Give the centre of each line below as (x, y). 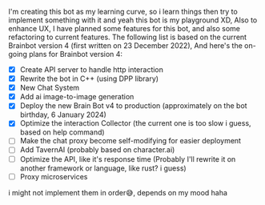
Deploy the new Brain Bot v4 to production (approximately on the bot (133, 106)
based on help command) (62, 132)
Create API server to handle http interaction (92, 70)
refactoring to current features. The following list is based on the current (127, 37)
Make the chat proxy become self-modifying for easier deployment (130, 141)
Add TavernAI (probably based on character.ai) (97, 150)
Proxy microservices (54, 176)
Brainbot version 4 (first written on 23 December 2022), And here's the (125, 46)
